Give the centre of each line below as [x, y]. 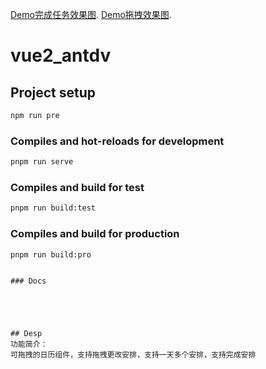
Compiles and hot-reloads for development [117, 141]
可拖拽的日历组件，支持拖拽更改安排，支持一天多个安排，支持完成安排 [133, 355]
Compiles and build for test [77, 187]
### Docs [28, 281]
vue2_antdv [61, 55]
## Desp [26, 334]
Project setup [53, 92]
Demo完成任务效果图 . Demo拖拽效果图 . [91, 14]
